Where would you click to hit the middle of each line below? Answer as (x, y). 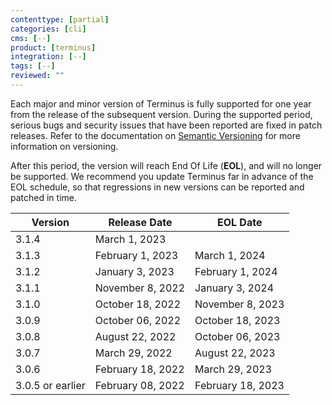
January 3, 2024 (234, 288)
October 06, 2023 (237, 336)
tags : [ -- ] (33, 66)
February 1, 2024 (236, 271)
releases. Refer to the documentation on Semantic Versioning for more (155, 135)
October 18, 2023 (237, 320)
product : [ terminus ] (53, 47)
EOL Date (239, 222)
